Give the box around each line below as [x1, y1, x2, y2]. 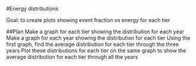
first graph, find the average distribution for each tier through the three [6, 41, 179, 48]
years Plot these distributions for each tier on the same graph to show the [6, 47, 186, 54]
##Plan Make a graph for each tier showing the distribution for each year [6, 28, 184, 35]
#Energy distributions [6, 5, 59, 12]
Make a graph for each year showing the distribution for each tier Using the [6, 34, 191, 41]
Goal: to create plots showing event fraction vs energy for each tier [6, 17, 170, 23]
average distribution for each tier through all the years [6, 54, 138, 60]
